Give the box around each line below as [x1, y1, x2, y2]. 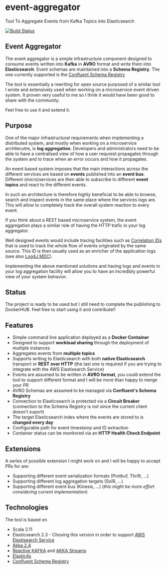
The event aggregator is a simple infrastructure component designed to [5, 56, 152, 62]
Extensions [5, 444, 41, 453]
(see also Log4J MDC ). [5, 253, 53, 259]
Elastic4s [12, 552, 31, 559]
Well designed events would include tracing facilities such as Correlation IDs [5, 237, 162, 243]
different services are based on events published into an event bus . [5, 171, 145, 177]
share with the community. [5, 97, 60, 103]
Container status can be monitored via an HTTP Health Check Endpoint [12, 430, 161, 436]
